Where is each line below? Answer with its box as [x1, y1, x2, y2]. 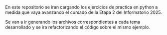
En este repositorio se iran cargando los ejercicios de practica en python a [5, 4, 158, 10]
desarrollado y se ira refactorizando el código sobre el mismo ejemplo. [5, 24, 151, 30]
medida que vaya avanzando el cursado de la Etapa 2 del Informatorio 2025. [5, 9, 162, 15]
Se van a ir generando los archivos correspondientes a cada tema [5, 19, 141, 25]
